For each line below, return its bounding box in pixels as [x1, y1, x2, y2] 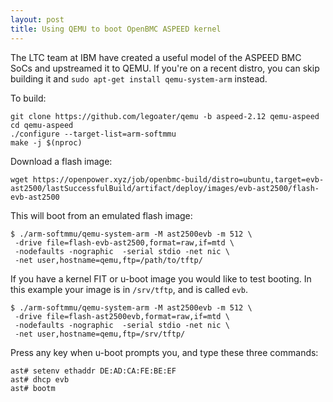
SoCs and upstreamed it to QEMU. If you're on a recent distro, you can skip [10, 62, 320, 74]
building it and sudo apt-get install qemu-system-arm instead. [10, 72, 268, 85]
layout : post [10, 14, 65, 25]
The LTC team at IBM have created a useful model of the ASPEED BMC [10, 51, 302, 63]
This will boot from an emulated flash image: [10, 209, 193, 221]
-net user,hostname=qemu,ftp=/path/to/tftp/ [14, 255, 203, 265]
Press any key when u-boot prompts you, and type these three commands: [10, 346, 319, 358]
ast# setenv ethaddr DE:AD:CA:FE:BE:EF [10, 366, 177, 376]
